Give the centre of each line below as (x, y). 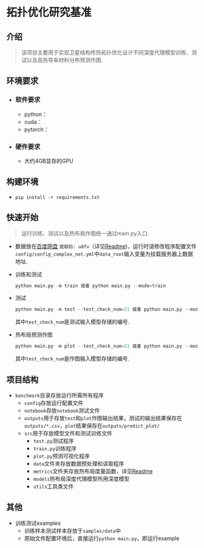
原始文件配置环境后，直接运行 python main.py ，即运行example (102, 538)
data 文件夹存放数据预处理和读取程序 (79, 464)
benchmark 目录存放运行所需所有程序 (59, 396)
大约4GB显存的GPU (49, 161)
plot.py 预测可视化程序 (61, 456)
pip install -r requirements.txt (57, 197)
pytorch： (37, 129)
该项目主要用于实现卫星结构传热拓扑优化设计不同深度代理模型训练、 (106, 52)
